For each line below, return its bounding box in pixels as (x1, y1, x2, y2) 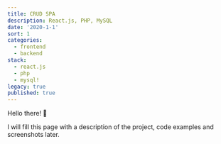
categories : (7, 37, 43, 44)
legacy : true (7, 83, 46, 90)
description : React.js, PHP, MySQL (7, 17, 113, 24)
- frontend (14, 43, 46, 50)
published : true (7, 89, 55, 96)
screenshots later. (7, 131, 60, 139)
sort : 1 (7, 30, 31, 38)
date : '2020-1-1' (7, 23, 59, 31)
